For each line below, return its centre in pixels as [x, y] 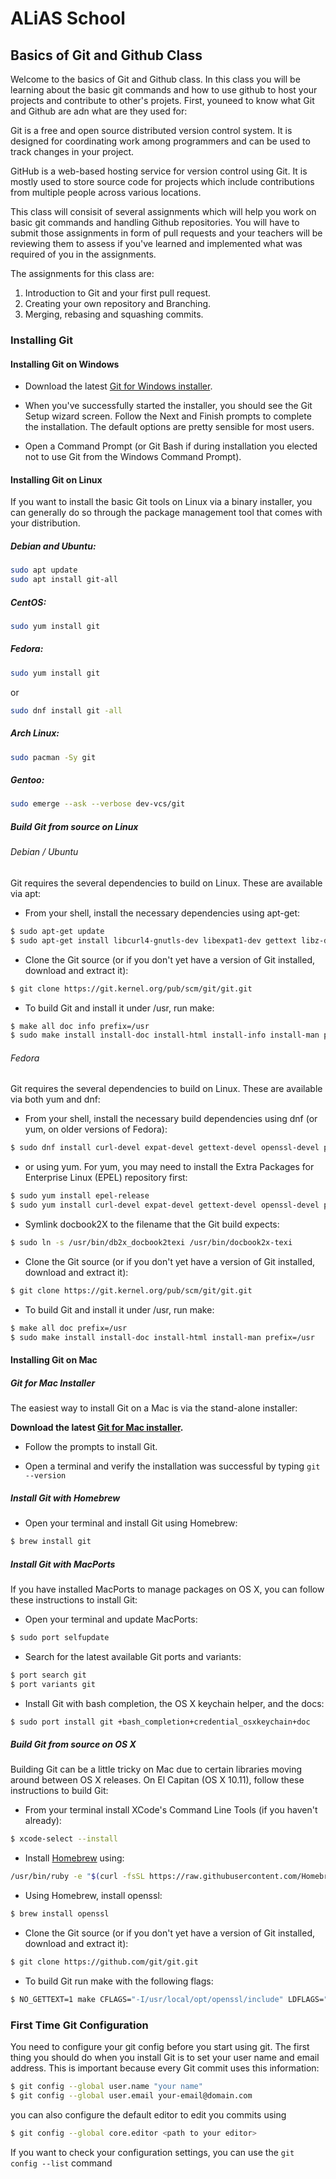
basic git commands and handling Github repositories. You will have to [155, 222]
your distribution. [45, 523]
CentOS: [28, 602]
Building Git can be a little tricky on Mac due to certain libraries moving [156, 1769]
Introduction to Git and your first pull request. [118, 293]
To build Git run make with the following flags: [119, 1981]
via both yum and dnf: [55, 1099]
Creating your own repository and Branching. [118, 303]
